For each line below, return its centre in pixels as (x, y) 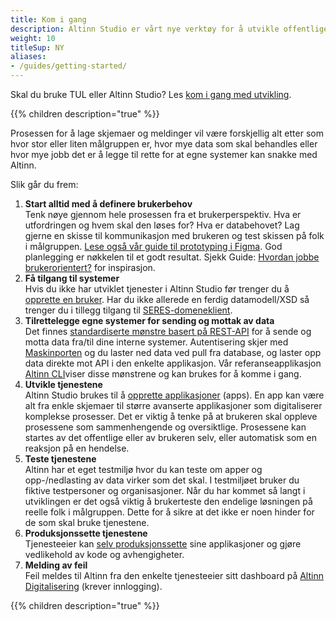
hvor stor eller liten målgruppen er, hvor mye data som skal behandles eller (164, 144)
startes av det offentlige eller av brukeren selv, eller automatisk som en (171, 437)
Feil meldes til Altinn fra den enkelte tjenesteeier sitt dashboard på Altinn (174, 575)
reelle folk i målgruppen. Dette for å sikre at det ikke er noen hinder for (169, 512)
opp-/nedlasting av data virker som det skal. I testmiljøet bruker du (162, 480)
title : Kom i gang (48, 19)
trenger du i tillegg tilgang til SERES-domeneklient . (128, 310)
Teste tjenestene (60, 459)
